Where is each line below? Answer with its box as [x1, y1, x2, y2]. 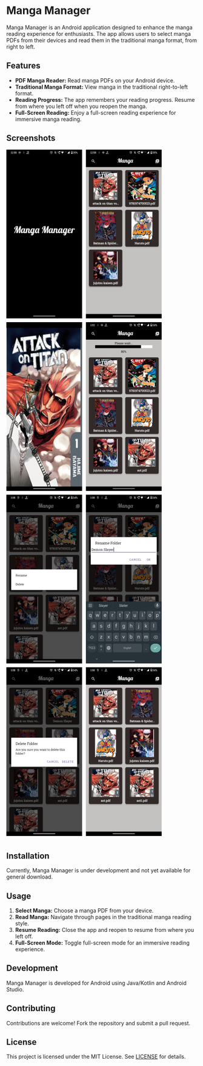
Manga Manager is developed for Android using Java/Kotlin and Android [6, 979, 187, 987]
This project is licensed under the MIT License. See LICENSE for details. [6, 1053, 186, 1061]
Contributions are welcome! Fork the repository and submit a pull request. [6, 1019, 191, 1027]
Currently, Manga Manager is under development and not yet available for [6, 867, 191, 874]
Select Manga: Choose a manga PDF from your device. [15, 907, 154, 914]
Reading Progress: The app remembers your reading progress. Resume [15, 96, 195, 103]
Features [6, 61, 41, 71]
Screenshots [6, 133, 56, 143]
